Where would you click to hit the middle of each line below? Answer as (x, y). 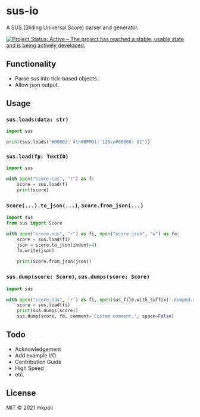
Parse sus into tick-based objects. (57, 78)
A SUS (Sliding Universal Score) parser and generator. (72, 27)
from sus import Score (34, 223)
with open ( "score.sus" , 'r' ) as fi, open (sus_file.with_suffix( (87, 300)
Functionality (31, 64)
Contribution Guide (38, 362)
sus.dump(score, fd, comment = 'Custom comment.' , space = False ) (96, 316)
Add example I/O (35, 355)
